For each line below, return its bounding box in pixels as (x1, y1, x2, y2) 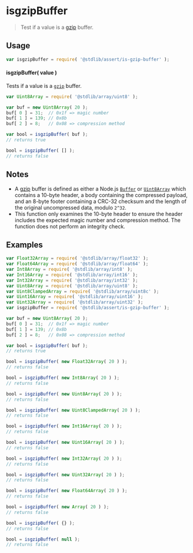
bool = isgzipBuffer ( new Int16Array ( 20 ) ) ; (6, 423, 122, 429)
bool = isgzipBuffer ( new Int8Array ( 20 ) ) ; (6, 375, 119, 381)
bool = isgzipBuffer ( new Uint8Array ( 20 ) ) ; (6, 391, 122, 397)
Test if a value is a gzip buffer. (20, 24, 94, 31)
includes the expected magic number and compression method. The (14, 217, 181, 224)
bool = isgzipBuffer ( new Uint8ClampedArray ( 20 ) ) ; (6, 407, 141, 413)
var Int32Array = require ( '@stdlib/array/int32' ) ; (6, 277, 138, 283)
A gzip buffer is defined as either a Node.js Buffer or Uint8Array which (14, 185, 187, 192)
